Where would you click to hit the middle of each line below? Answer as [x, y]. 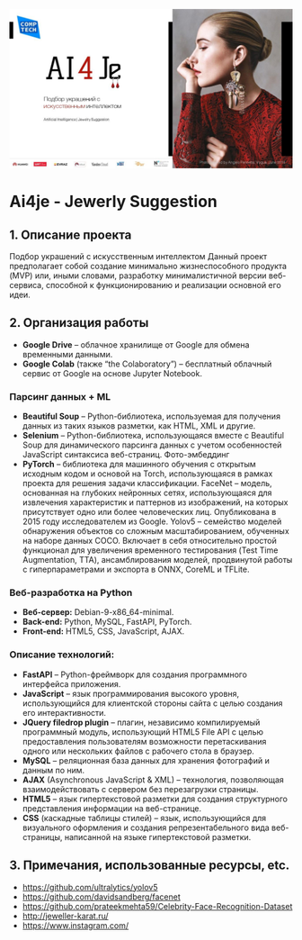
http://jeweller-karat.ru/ [66, 916]
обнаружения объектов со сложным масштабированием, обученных [155, 531]
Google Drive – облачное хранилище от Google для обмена [136, 344]
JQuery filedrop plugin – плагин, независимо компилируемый [141, 722]
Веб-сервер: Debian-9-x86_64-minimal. [98, 612]
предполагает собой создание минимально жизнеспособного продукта [148, 266]
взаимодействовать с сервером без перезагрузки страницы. [140, 789]
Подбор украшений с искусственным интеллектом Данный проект [138, 256]
